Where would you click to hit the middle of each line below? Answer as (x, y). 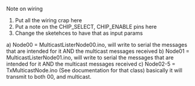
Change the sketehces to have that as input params (79, 33)
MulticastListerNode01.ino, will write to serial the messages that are (90, 57)
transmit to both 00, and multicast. (49, 77)
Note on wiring (25, 9)
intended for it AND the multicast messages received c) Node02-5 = (91, 64)
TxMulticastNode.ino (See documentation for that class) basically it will (94, 70)
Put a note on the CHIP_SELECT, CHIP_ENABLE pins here (86, 27)
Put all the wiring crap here (48, 20)
